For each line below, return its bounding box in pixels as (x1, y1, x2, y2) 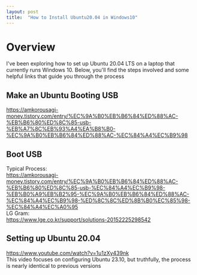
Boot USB (6, 149, 43, 159)
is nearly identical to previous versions (6, 262, 101, 269)
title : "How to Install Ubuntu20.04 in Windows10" (6, 14, 138, 20)
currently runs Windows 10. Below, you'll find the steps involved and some (6, 67, 189, 74)
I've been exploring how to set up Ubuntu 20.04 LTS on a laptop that (6, 60, 175, 67)
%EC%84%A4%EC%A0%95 (6, 204, 78, 211)
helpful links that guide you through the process (6, 73, 125, 80)
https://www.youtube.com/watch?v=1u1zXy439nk (6, 249, 129, 256)
